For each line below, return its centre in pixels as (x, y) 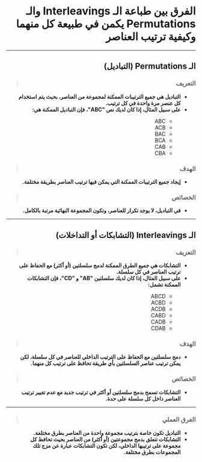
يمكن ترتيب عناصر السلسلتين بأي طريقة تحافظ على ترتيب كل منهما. (106, 363)
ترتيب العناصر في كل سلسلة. (148, 272)
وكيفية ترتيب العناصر (151, 37)
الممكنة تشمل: (164, 284)
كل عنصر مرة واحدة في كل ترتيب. (143, 103)
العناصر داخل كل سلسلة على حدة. (143, 398)
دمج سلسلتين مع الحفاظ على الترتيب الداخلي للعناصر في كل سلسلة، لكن (100, 357)
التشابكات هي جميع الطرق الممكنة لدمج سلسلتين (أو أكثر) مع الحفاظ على (100, 265)
